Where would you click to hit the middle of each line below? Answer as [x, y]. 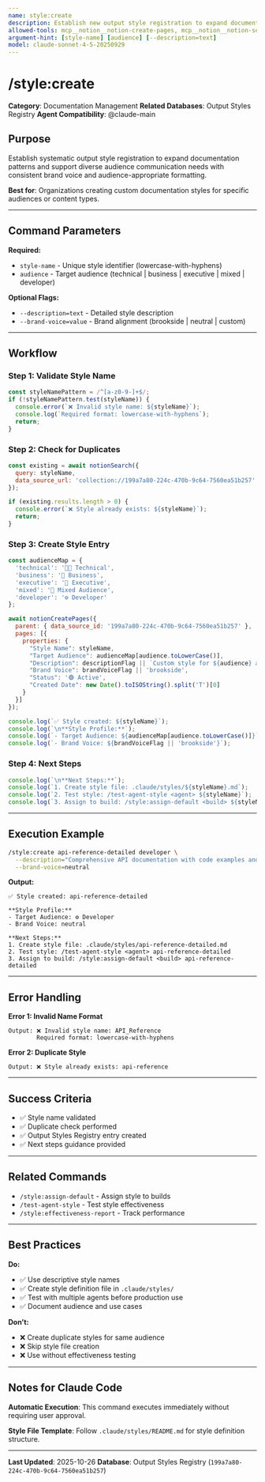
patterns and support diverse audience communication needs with [116, 166]
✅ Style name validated [58, 1118]
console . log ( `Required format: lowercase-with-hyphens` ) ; [113, 414]
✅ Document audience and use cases [81, 1306]
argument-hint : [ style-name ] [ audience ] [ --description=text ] [112, 38]
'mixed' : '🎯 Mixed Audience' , [65, 590]
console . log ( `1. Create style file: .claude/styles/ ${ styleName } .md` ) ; [128, 787]
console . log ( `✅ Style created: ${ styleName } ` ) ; [89, 721]
